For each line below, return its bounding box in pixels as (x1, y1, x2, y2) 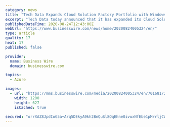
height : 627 (14, 100, 39, 105)
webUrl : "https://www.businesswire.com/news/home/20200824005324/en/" (5, 26, 157, 31)
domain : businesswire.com (10, 63, 65, 69)
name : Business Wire (10, 58, 53, 63)
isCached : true (14, 105, 47, 110)
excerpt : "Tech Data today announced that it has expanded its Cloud (5, 17, 155, 22)
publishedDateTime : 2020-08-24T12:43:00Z (5, 21, 94, 27)
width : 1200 (14, 95, 39, 101)
